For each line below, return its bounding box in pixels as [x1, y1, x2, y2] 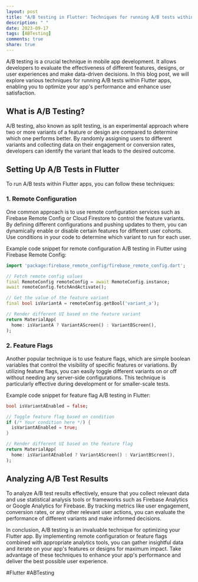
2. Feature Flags [6, 341, 53, 350]
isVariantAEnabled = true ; [11, 425, 78, 431]
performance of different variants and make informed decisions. [6, 515, 162, 522]
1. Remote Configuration [6, 195, 77, 203]
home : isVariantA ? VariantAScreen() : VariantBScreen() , [11, 322, 157, 328]
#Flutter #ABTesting [6, 569, 55, 576]
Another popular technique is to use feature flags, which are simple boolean [6, 355, 190, 362]
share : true [6, 42, 35, 48]
